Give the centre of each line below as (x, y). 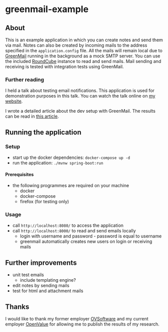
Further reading (25, 79)
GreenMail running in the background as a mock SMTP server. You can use (83, 56)
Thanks (17, 307)
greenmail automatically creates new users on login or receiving (86, 241)
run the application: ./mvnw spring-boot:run (58, 162)
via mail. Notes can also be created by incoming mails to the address (76, 45)
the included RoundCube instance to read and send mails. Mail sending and (83, 61)
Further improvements (41, 263)
